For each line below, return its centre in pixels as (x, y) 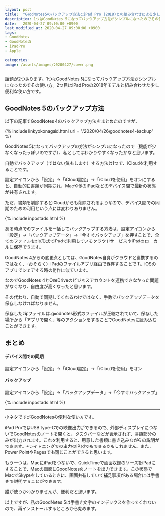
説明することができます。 (39, 481)
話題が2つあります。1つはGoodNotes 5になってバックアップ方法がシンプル (81, 79)
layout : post (18, 10)
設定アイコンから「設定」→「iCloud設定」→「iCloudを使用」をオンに (76, 180)
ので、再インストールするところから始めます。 (52, 508)
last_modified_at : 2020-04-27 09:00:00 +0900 (52, 28)
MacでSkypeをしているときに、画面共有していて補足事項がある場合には (78, 475)
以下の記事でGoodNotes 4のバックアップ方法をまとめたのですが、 (72, 121)
